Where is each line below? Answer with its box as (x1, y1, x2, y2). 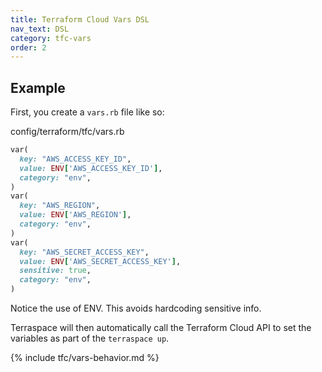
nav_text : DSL (10, 24, 70, 34)
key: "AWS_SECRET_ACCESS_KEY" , (19, 247, 150, 257)
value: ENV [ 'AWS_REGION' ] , (19, 210, 132, 220)
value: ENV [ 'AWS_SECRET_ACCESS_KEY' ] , (19, 256, 182, 266)
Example (10, 79, 66, 96)
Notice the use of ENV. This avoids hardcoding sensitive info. (10, 302, 262, 315)
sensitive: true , (19, 266, 92, 276)
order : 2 (10, 42, 47, 53)
